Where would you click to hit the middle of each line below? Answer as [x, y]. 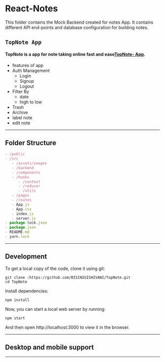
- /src [12, 159]
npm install [17, 300]
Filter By [21, 91]
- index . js [23, 214]
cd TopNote [16, 282]
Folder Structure [31, 143]
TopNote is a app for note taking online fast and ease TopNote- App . [75, 54]
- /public [15, 154]
